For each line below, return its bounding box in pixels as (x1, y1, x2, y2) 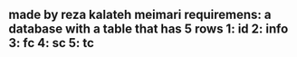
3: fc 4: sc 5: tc (8, 35, 94, 51)
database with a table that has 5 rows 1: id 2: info (8, 22, 289, 37)
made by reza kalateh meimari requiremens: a (8, 7, 272, 23)
